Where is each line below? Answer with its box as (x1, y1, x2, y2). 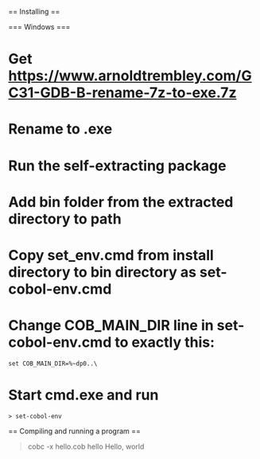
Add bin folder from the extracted (8, 193, 234, 211)
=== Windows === (8, 22, 71, 31)
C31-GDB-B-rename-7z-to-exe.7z (8, 84, 237, 102)
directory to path (8, 210, 122, 228)
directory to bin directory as (8, 263, 197, 281)
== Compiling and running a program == (8, 426, 142, 436)
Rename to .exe (8, 120, 113, 138)
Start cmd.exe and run (8, 386, 159, 404)
